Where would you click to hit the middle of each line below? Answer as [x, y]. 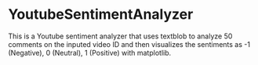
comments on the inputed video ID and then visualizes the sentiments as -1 [129, 44]
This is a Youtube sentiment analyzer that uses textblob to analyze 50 [120, 36]
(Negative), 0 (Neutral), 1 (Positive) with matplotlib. [90, 52]
